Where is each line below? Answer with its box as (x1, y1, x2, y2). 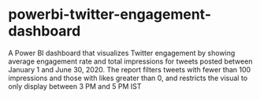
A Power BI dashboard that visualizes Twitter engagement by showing (8, 48, 236, 57)
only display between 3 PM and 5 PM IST (8, 81, 142, 91)
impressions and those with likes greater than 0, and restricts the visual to (8, 73, 248, 82)
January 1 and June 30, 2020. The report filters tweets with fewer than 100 (8, 64, 251, 74)
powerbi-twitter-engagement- (8, 5, 211, 24)
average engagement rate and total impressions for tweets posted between (8, 57, 253, 66)
